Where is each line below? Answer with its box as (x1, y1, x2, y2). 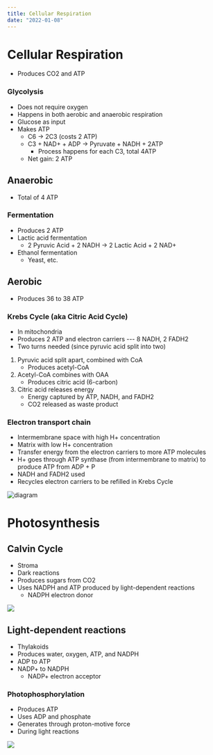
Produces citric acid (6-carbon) (27, 377, 118, 386)
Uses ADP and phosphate (17, 713, 92, 721)
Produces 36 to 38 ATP (17, 294, 85, 302)
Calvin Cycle (7, 543, 64, 555)
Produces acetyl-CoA (27, 363, 90, 371)
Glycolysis (7, 87, 44, 97)
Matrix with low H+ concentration (17, 441, 113, 449)
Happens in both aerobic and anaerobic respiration (17, 110, 163, 118)
